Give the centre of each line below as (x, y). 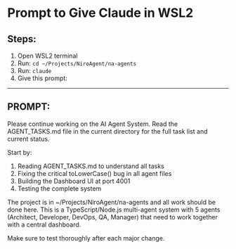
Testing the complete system (59, 189)
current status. (28, 139)
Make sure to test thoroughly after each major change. (86, 238)
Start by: (20, 152)
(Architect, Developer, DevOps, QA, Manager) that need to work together (113, 217)
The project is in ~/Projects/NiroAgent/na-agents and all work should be (112, 202)
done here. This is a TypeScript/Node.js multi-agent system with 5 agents (114, 210)
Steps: (22, 39)
